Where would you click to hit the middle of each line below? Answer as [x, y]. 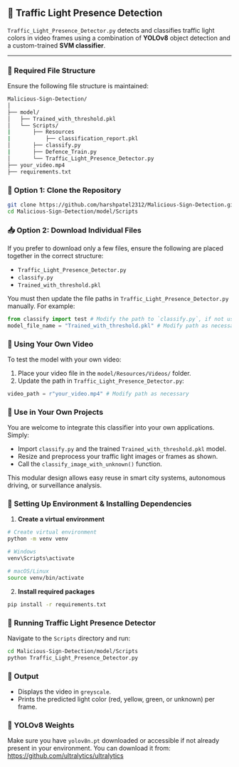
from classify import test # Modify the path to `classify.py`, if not [116, 319]
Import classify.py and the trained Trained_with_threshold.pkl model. [122, 449]
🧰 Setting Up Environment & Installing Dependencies [100, 504]
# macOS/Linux [28, 571]
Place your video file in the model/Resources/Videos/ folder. [104, 373]
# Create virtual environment [52, 532]
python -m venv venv [38, 539]
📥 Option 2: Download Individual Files [75, 230]
